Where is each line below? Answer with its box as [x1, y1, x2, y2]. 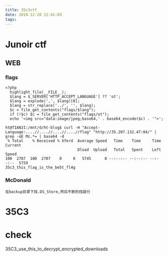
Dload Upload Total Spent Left [77, 147, 161, 152]
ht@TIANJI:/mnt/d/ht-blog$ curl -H [5, 125, 80, 131]
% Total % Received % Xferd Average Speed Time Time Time [7, 139, 161, 144]
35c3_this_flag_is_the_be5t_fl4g [5, 165, 76, 170]
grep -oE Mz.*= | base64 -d [5, 134, 65, 139]
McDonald [5, 177, 31, 184]
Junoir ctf [5, 38, 47, 50]
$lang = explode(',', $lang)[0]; [10, 99, 80, 104]
